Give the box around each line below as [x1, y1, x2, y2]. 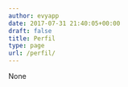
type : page [8, 42, 45, 50]
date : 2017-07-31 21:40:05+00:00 [8, 19, 121, 27]
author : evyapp [8, 11, 60, 20]
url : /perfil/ [8, 49, 56, 57]
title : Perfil [8, 34, 56, 43]
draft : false [8, 27, 52, 35]
